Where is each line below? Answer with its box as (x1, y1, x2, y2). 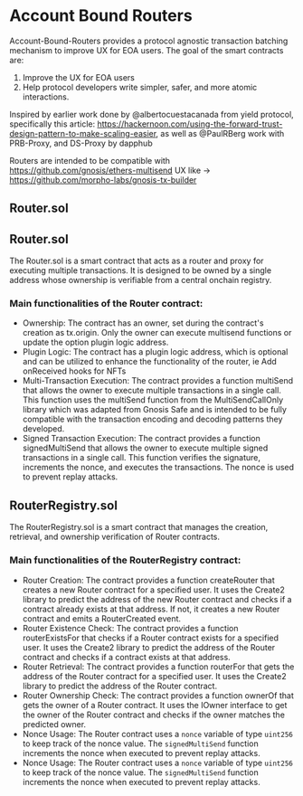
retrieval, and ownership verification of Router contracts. (9, 531, 220, 543)
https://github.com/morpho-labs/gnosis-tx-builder (9, 174, 197, 185)
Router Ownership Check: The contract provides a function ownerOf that (22, 689, 294, 701)
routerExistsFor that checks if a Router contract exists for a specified (22, 632, 279, 643)
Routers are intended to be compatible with (9, 155, 170, 166)
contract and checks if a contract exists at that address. (22, 651, 231, 662)
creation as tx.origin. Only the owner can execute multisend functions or (22, 327, 292, 338)
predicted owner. (22, 718, 87, 729)
